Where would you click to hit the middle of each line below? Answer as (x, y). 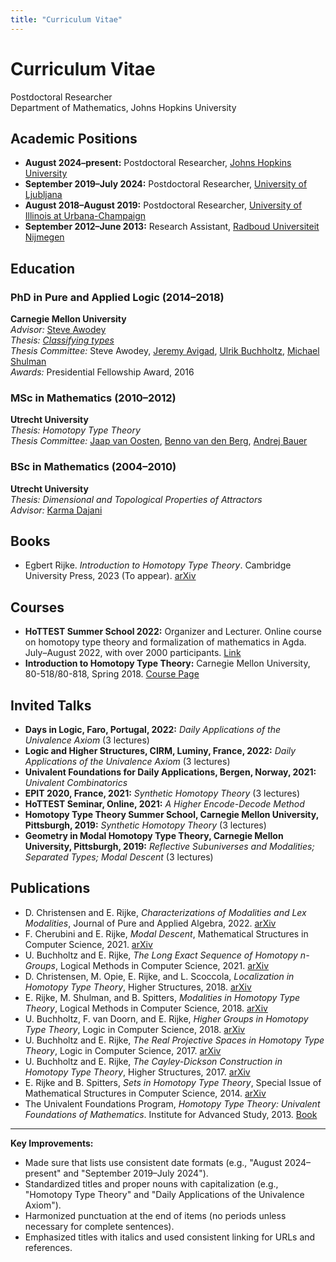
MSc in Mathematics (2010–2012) (93, 398)
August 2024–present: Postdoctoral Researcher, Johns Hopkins (158, 163)
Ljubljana (43, 195)
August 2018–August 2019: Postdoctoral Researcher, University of (163, 205)
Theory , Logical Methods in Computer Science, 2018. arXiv (146, 1008)
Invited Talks (51, 705)
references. (48, 1247)
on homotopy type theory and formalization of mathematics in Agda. (165, 642)
